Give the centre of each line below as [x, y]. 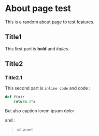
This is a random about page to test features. [50, 22]
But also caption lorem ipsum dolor [40, 111]
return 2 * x [25, 102]
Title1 [13, 37]
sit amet [25, 130]
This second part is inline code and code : [48, 88]
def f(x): [15, 97]
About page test [38, 8]
